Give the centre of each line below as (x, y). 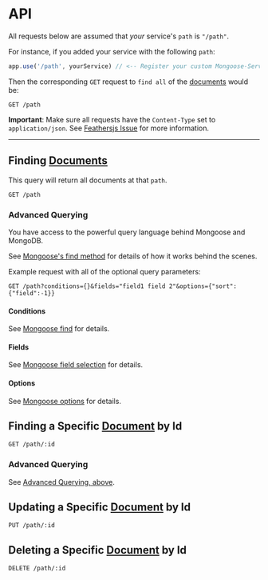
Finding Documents (58, 161)
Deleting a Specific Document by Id (98, 550)
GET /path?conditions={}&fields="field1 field (87, 286)
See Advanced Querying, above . (62, 482)
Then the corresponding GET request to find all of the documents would (128, 82)
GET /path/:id (32, 445)
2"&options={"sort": (203, 286)
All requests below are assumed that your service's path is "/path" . (119, 36)
